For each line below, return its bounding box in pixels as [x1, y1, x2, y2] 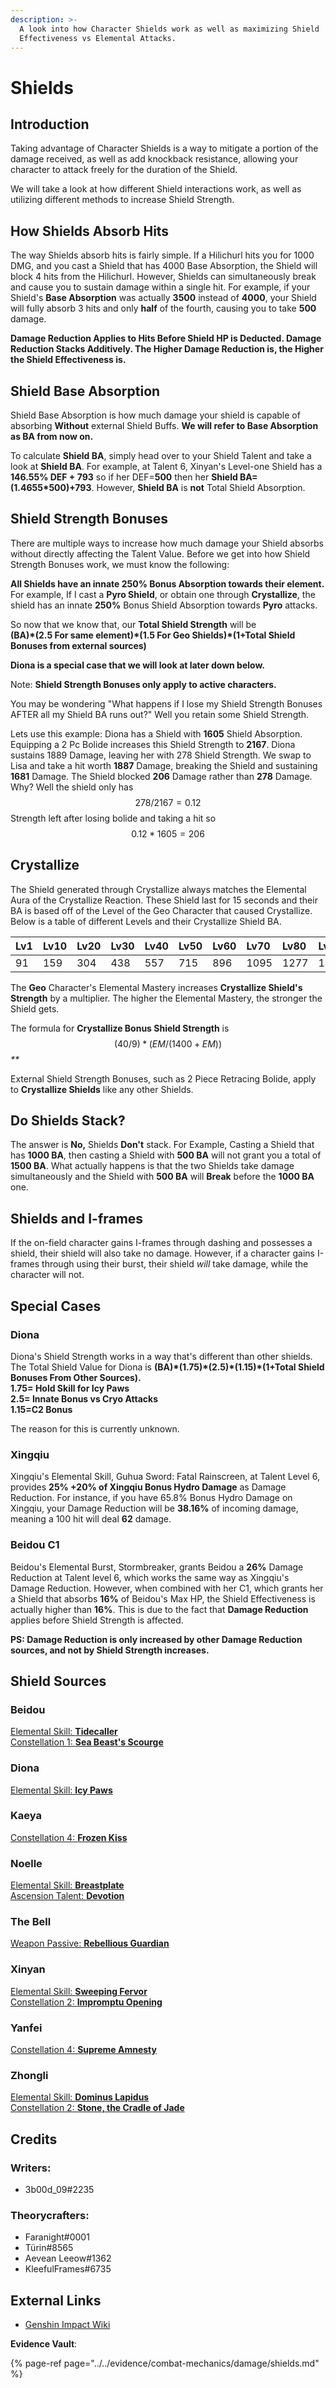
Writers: [10, 2161, 52, 2175]
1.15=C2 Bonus [10, 1403, 73, 1415]
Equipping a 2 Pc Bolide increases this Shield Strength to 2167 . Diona [10, 738, 296, 750]
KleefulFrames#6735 [24, 2263, 112, 2275]
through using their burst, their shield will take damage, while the [41, 1258, 309, 1270]
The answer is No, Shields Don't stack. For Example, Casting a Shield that [10, 1139, 315, 1151]
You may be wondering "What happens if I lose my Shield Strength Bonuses [10, 697, 323, 710]
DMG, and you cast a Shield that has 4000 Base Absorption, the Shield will [10, 260, 318, 272]
